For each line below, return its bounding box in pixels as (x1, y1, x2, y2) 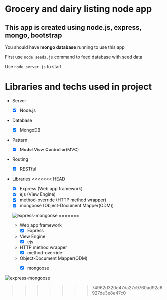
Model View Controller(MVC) (19, 147, 79, 152)
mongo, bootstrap (5, 31, 62, 39)
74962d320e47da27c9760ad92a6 (92, 284, 163, 290)
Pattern (12, 137, 28, 143)
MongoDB (19, 127, 41, 133)
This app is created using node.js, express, (5, 23, 142, 32)
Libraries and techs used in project (5, 81, 152, 93)
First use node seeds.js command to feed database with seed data (5, 54, 143, 60)
